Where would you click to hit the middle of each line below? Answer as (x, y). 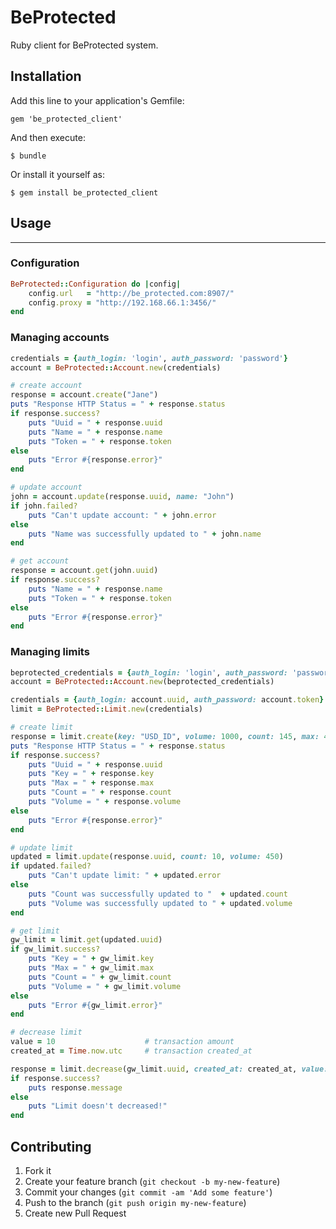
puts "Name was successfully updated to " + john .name (145, 534)
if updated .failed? (51, 866)
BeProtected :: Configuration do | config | (96, 284)
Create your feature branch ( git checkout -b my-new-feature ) (152, 1182)
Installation (46, 76)
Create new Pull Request (75, 1213)
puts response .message (75, 1087)
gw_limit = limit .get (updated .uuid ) (86, 940)
